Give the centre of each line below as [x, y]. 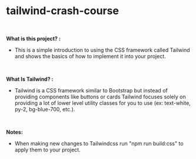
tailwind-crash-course [63, 11]
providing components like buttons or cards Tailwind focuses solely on [100, 97]
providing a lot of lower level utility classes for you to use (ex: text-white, [103, 103]
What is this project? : [33, 38]
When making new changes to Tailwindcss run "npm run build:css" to [99, 143]
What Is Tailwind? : [30, 79]
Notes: [15, 132]
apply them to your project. [47, 150]
